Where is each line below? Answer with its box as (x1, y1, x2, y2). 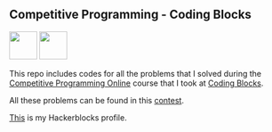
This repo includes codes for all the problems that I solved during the (9, 68, 262, 78)
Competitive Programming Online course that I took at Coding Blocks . (9, 78, 264, 88)
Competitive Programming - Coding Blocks (9, 7, 252, 22)
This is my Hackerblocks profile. (9, 111, 127, 123)
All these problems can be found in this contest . (9, 95, 185, 105)
